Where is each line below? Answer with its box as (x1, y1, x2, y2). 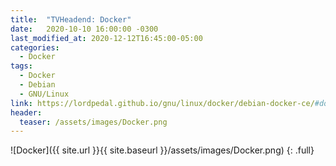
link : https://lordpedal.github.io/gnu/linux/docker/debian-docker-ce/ (10, 98, 315, 108)
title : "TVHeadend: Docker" (10, 14, 132, 25)
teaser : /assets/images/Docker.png (19, 117, 168, 127)
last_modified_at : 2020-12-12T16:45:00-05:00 (10, 33, 203, 43)
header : (10, 107, 43, 118)
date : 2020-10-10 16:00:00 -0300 (10, 24, 159, 34)
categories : (10, 42, 60, 53)
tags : (10, 61, 33, 71)
